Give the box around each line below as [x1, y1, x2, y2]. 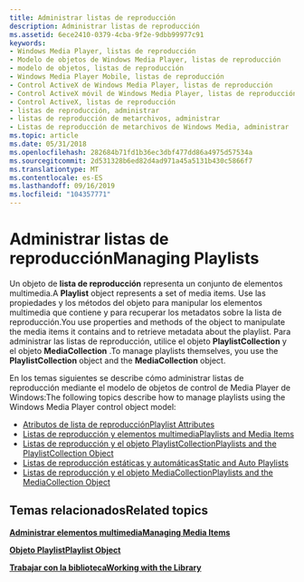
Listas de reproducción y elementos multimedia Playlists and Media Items [22, 428, 295, 439]
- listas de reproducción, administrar [9, 106, 160, 115]
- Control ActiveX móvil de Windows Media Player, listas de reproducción [9, 89, 298, 98]
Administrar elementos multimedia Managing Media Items [9, 527, 231, 538]
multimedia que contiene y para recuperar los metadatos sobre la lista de [9, 307, 282, 318]
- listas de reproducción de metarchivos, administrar [9, 114, 221, 123]
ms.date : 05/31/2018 [9, 139, 88, 148]
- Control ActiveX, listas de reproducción [9, 97, 176, 107]
